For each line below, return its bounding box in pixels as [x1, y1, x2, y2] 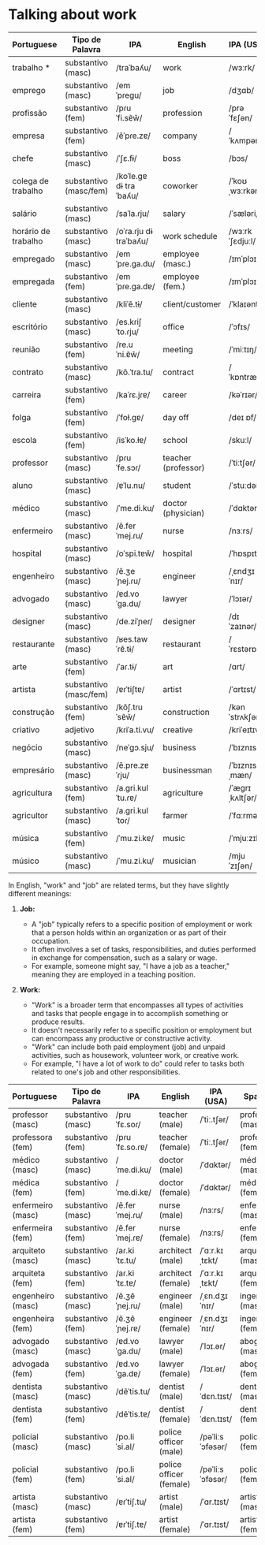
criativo [12, 724, 40, 735]
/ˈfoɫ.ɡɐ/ [115, 411, 144, 423]
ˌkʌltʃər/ [228, 792, 257, 803]
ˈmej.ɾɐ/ [115, 1232, 144, 1243]
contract [162, 367, 195, 378]
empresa [12, 130, 45, 141]
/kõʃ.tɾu [115, 702, 144, 713]
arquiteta [12, 1268, 46, 1279]
